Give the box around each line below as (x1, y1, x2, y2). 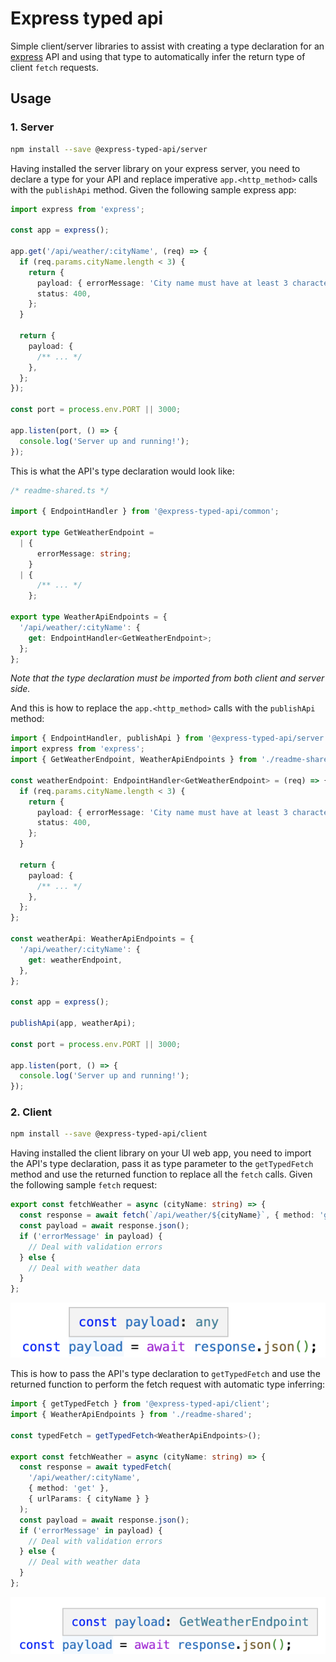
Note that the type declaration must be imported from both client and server (10, 672, 325, 684)
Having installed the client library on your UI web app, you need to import (10, 1147, 312, 1159)
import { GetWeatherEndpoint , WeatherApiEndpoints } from (10, 755, 257, 765)
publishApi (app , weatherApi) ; (10, 1018, 137, 1028)
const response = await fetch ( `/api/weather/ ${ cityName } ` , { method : (19, 1210, 315, 1221)
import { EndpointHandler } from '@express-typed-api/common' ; (10, 507, 280, 517)
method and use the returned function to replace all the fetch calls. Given (10, 1168, 313, 1181)
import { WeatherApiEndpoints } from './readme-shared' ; (10, 1410, 253, 1420)
